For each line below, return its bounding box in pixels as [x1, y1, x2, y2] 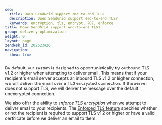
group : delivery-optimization [5, 29, 66, 34]
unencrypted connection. [5, 91, 56, 97]
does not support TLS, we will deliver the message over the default [5, 85, 139, 92]
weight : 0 [5, 34, 25, 39]
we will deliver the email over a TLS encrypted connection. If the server [5, 81, 147, 86]
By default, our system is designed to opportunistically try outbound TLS [5, 65, 150, 71]
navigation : [5, 47, 29, 52]
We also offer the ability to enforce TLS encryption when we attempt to [5, 100, 147, 106]
